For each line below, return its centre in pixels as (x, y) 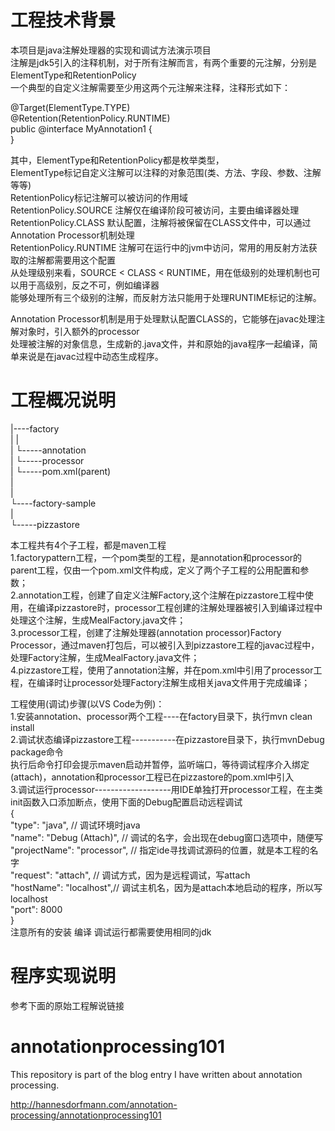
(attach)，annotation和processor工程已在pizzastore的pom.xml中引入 (152, 777)
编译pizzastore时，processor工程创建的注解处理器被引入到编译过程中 (179, 607)
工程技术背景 (63, 20)
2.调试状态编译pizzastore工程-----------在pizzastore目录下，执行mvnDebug (167, 739)
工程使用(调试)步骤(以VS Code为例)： (87, 703)
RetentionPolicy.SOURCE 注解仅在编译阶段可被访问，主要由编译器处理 (155, 210)
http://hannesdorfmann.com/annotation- (94, 1104)
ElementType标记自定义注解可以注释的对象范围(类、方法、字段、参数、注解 (166, 172)
